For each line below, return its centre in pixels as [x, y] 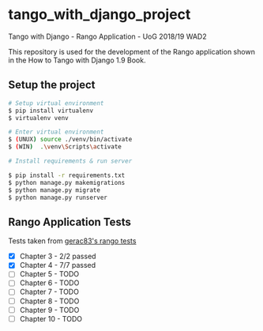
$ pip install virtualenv [51, 111]
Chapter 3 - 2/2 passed [58, 256]
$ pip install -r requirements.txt [67, 175]
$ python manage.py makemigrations [67, 182]
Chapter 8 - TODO [49, 301]
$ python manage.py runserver [58, 197]
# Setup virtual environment [56, 103]
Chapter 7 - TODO [49, 292]
